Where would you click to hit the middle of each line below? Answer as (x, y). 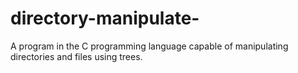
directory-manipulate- (105, 18)
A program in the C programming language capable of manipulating (149, 46)
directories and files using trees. (76, 56)
